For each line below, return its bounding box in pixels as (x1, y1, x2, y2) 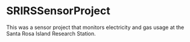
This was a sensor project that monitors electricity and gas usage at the (6, 24, 185, 31)
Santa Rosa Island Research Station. (6, 30, 97, 37)
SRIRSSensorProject (6, 4, 110, 18)
